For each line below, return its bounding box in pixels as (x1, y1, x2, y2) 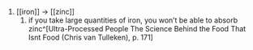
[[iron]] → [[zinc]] (15, 7, 75, 16)
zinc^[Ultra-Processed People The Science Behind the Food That (28, 24, 247, 33)
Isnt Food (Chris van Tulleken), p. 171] (28, 32, 154, 42)
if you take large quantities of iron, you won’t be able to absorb (28, 15, 238, 25)
